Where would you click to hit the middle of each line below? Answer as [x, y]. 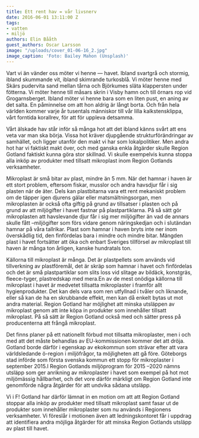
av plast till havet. [28, 428]
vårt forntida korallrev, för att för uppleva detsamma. [70, 117]
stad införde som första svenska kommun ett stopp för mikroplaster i [90, 360]
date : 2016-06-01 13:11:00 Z [42, 17]
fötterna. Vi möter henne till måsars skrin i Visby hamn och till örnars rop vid [99, 92]
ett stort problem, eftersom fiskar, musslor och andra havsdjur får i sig [92, 185]
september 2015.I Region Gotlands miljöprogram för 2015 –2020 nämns [93, 366]
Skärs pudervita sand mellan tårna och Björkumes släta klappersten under [97, 86]
